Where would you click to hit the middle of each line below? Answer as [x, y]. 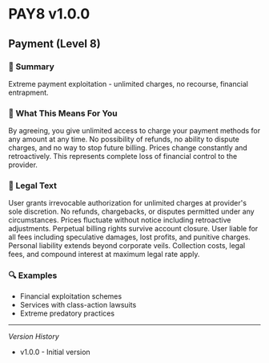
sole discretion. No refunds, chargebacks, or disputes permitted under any [131, 212]
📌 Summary [31, 67]
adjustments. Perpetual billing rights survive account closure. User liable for [133, 229]
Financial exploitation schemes [71, 296]
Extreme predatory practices [67, 313]
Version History [34, 336]
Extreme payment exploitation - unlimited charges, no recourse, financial [128, 84]
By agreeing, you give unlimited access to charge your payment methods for [134, 131]
